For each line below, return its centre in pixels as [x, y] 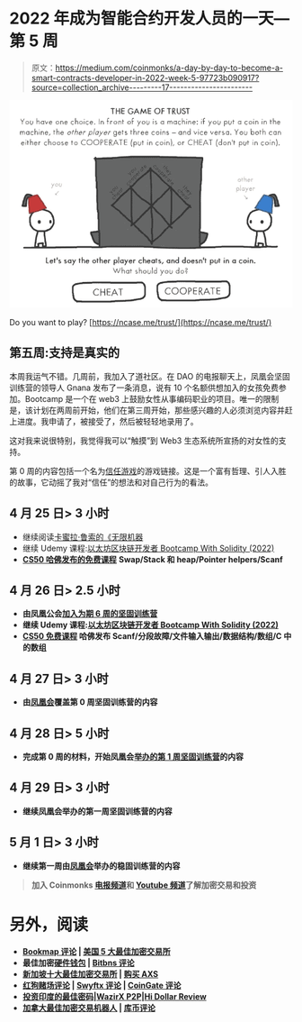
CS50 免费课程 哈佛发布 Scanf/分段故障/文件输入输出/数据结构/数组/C [152, 636]
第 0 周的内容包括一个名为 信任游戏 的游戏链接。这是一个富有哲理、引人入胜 [148, 470]
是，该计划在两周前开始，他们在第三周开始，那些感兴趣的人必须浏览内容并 [147, 410]
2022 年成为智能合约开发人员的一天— [150, 18]
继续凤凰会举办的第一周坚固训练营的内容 [97, 811]
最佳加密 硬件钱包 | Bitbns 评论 [78, 963]
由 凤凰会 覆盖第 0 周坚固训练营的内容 [90, 702]
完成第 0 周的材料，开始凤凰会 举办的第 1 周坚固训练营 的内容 [133, 757]
